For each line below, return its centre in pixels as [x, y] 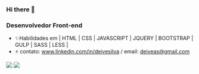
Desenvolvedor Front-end [44, 25]
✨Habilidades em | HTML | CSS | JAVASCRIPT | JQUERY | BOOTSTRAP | [104, 38]
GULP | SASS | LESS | [41, 45]
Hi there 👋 [21, 9]
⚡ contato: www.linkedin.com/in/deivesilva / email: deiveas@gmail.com [102, 52]
